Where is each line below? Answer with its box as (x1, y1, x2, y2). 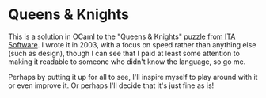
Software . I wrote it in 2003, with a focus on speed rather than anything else (8, 40, 256, 49)
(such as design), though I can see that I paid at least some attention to (8, 48, 240, 58)
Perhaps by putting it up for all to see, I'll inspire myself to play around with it (8, 72, 258, 81)
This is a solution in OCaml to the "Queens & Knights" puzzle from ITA (8, 32, 236, 41)
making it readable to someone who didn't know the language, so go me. (8, 57, 246, 66)
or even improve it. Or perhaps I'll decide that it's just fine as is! (8, 81, 215, 90)
